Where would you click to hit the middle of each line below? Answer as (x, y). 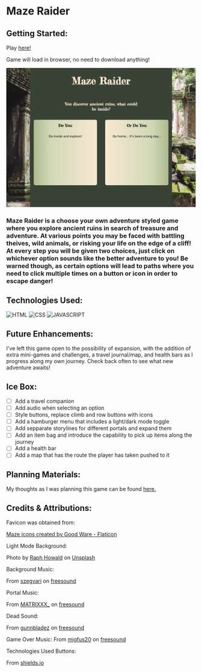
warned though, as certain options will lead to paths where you (100, 265)
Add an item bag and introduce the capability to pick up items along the (103, 435)
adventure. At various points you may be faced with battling (95, 235)
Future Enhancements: (50, 334)
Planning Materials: (44, 474)
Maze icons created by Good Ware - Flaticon (62, 534)
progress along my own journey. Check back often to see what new (90, 361)
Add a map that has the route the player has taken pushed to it (92, 455)
